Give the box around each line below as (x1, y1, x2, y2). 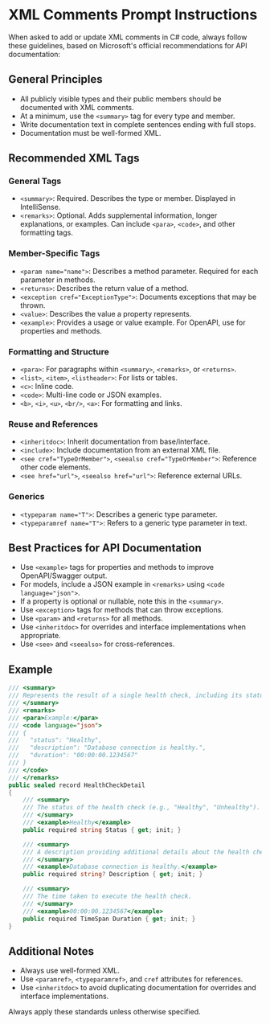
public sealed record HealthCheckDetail (8, 781, 146, 789)
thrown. (19, 300, 46, 310)
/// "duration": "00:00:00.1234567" (8, 752, 138, 760)
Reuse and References (8, 418, 99, 429)
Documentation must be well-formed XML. (19, 128, 162, 137)
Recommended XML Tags (8, 151, 140, 166)
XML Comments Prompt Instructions (8, 6, 258, 24)
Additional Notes (8, 944, 95, 958)
